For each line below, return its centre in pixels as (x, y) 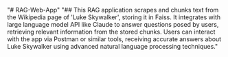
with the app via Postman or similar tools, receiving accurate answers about (114, 39)
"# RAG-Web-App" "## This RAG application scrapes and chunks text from (113, 10)
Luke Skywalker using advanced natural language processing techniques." (113, 46)
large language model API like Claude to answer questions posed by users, (113, 24)
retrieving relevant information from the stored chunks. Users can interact (111, 32)
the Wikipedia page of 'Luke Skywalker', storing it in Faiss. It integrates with (114, 17)
